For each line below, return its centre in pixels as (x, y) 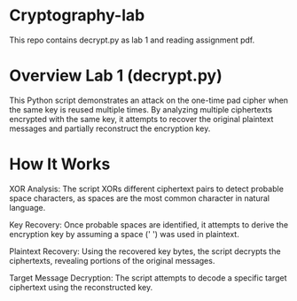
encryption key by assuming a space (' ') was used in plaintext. (124, 234)
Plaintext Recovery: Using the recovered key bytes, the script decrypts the (145, 251)
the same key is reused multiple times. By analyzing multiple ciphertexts (141, 109)
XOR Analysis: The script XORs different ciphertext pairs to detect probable (146, 189)
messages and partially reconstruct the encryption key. (110, 128)
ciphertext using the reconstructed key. (81, 287)
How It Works (60, 164)
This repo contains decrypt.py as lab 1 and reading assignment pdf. (132, 40)
